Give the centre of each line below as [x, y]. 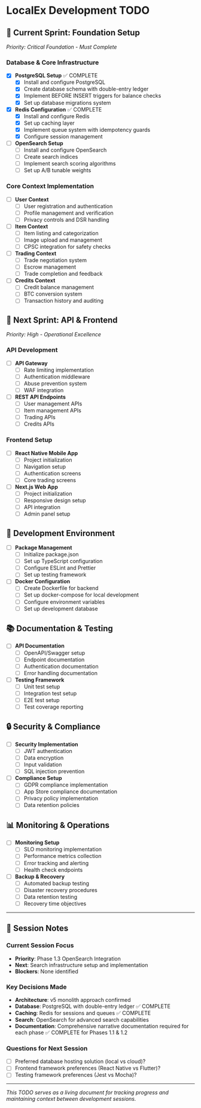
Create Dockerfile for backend [61, 588]
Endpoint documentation [54, 660]
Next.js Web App [36, 487]
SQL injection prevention [54, 772]
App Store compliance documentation [71, 791]
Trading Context [36, 254]
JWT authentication [48, 751]
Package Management [43, 547]
